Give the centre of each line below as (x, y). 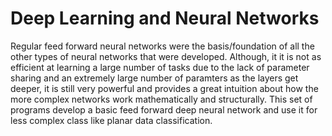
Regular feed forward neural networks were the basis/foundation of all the (162, 46)
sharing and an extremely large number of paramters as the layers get (154, 78)
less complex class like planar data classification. (111, 120)
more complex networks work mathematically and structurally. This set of (161, 99)
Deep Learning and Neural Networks (165, 18)
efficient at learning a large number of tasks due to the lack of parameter (160, 67)
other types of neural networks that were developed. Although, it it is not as (166, 56)
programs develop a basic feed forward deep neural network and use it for (164, 109)
